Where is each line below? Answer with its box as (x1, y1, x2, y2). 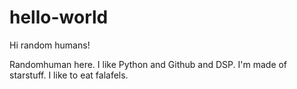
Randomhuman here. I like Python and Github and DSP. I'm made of (9, 58, 288, 70)
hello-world (9, 6, 109, 29)
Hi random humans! (9, 39, 91, 51)
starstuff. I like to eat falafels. (9, 69, 129, 81)
